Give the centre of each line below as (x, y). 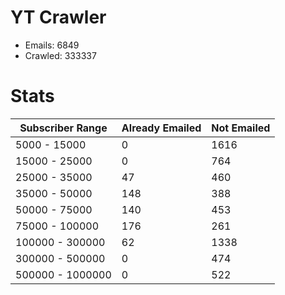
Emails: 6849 (52, 45)
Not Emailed (241, 128)
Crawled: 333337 (60, 55)
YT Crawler (58, 17)
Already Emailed (161, 128)
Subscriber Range (63, 128)
